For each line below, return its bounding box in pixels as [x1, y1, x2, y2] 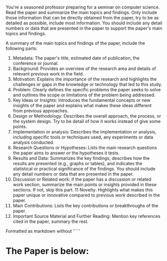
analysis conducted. [12, 139, 54, 145]
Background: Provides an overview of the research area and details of [12, 65, 156, 71]
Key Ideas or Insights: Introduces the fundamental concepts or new [12, 97, 151, 103]
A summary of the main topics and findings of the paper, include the [5, 40, 146, 46]
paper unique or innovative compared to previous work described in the [12, 192, 161, 198]
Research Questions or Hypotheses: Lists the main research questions [12, 145, 157, 150]
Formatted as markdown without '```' [5, 228, 80, 234]
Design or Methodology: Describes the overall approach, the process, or [12, 113, 161, 119]
